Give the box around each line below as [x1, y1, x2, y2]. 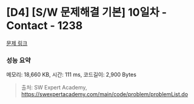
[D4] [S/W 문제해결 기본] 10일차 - [6, 5, 167, 19]
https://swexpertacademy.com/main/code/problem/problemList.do [21, 91, 189, 98]
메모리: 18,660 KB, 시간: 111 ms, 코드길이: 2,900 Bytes [6, 71, 136, 79]
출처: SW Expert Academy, [21, 84, 87, 91]
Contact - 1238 [6, 19, 83, 33]
